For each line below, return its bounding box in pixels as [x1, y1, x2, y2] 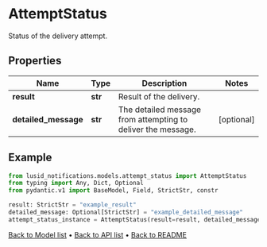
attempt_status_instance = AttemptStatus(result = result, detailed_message [8, 215, 261, 223]
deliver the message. [118, 124, 196, 135]
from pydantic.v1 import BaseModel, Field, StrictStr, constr [8, 187, 219, 195]
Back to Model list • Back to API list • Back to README [8, 230, 187, 239]
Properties [8, 54, 62, 68]
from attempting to [118, 114, 188, 125]
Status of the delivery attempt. [8, 31, 108, 41]
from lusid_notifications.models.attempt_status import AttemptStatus [8, 172, 247, 179]
